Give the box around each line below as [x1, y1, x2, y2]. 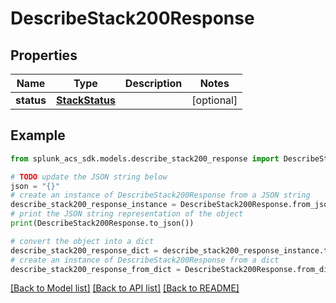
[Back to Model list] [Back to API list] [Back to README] [10, 282, 240, 294]
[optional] [191, 93, 238, 107]
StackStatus [55, 93, 116, 107]
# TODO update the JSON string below [10, 172, 168, 182]
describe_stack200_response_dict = [10, 245, 159, 256]
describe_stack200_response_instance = [10, 200, 177, 210]
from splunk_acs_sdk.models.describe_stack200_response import [10, 153, 280, 164]
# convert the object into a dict [10, 236, 155, 246]
